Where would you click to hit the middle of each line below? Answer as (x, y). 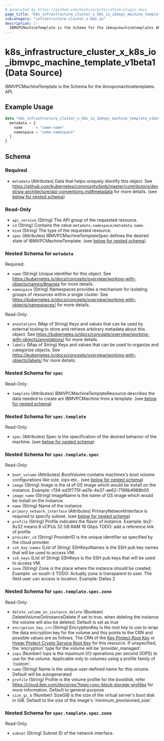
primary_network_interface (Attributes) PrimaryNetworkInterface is (80, 511)
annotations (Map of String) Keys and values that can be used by (78, 324)
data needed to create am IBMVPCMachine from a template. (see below (84, 398)
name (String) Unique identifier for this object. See (61, 274)
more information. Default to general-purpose (58, 690)
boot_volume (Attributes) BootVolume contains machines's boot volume (83, 475)
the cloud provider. (31, 543)
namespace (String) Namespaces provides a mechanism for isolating (80, 289)
